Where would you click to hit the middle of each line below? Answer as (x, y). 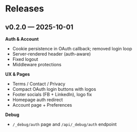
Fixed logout (25, 59)
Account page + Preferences (42, 105)
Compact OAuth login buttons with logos (54, 89)
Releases (24, 9)
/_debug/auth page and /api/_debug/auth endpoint (64, 124)
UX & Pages (17, 74)
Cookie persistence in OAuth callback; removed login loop (72, 49)
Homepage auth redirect (38, 100)
